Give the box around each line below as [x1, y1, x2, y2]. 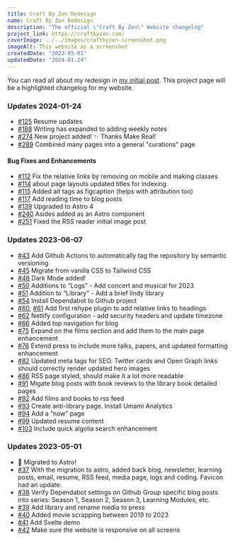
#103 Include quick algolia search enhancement [17, 424, 157, 433]
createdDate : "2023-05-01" [7, 50, 87, 57]
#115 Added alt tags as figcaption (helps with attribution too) [17, 187, 193, 195]
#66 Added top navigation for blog [17, 319, 119, 327]
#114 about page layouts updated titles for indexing [17, 180, 167, 188]
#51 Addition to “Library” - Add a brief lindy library [17, 288, 164, 297]
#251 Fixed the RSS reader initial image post [17, 217, 147, 226]
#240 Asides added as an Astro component [17, 210, 145, 218]
